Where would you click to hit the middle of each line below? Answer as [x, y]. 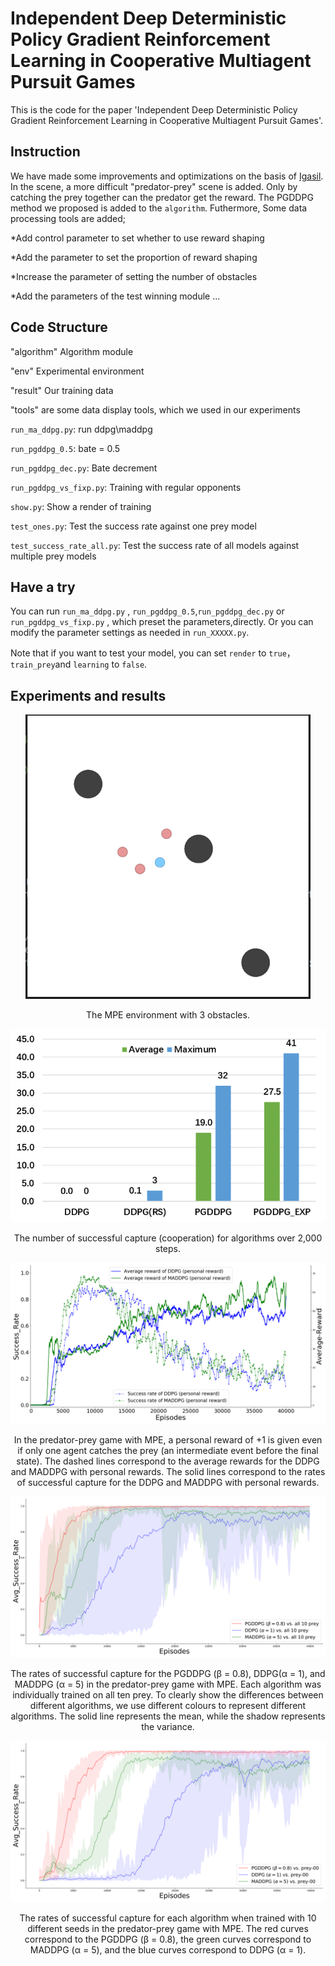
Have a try [43, 587]
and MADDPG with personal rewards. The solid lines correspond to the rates [168, 1471]
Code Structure [59, 327]
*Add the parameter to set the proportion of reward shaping [134, 257]
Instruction [45, 152]
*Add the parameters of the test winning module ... [115, 296]
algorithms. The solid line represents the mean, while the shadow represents [168, 1716]
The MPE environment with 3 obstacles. [168, 1015]
